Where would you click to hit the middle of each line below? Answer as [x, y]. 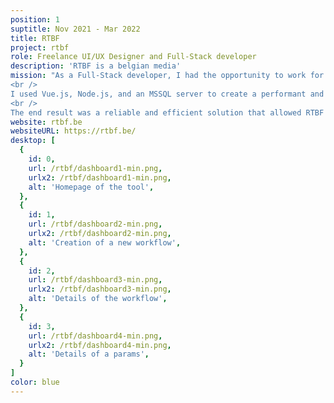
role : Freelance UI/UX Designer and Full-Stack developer [133, 57]
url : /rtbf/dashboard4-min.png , [95, 336]
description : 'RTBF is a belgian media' [96, 66]
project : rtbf [40, 47]
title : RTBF [35, 38]
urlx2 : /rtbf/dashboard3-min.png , [100, 289]
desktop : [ [33, 141]
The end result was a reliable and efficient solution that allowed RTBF [167, 112]
